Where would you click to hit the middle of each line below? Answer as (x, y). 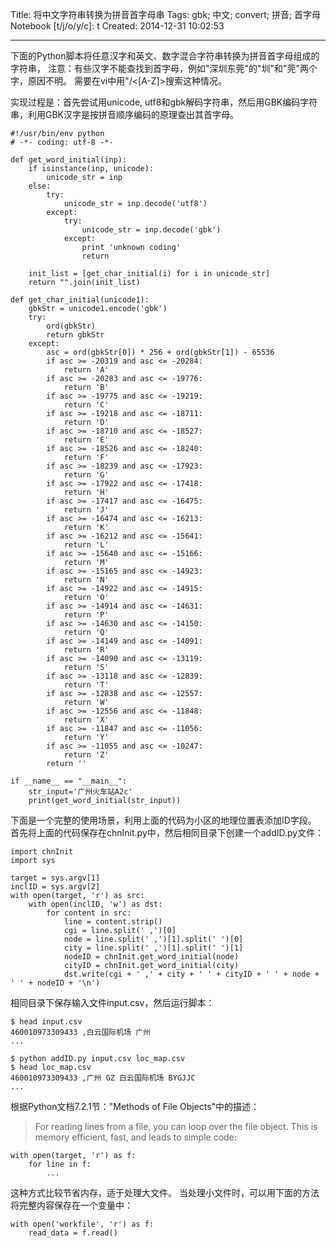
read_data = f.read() (73, 1233)
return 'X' (86, 720)
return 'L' (86, 545)
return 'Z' (86, 755)
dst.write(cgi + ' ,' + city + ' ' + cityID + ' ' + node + (191, 974)
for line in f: (60, 1164)
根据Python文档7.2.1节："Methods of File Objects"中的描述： (135, 1106)
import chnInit (42, 852)
